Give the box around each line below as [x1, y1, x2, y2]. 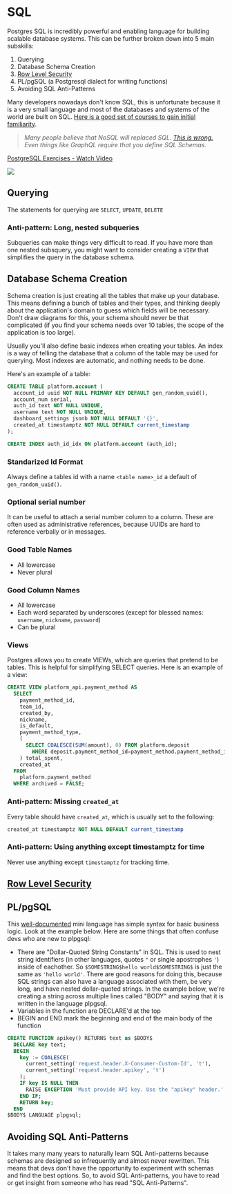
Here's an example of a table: [7, 369, 91, 377]
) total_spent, [19, 754, 64, 761]
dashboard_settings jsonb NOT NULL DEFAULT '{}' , [13, 416, 159, 422]
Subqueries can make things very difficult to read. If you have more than [7, 239, 213, 247]
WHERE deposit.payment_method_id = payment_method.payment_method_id [32, 748, 230, 755]
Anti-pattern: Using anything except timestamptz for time [7, 842, 205, 852]
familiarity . [7, 120, 37, 128]
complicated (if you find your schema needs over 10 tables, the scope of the [7, 321, 224, 329]
